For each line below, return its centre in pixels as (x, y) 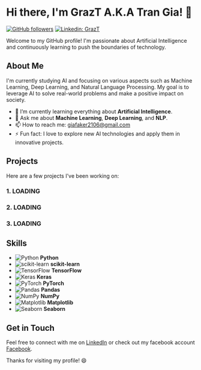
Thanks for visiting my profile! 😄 (46, 360)
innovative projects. (39, 142)
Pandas (51, 290)
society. (16, 99)
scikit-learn (65, 264)
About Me (25, 66)
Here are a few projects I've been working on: (63, 176)
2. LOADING (24, 207)
